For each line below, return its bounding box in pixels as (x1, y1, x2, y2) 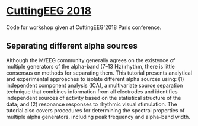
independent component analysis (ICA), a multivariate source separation (6, 82, 183, 89)
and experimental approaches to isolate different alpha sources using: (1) (6, 75, 184, 82)
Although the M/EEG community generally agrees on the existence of (6, 56, 175, 63)
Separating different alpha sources (6, 41, 138, 51)
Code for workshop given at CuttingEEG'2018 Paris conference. (6, 24, 162, 31)
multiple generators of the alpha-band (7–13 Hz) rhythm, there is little (6, 63, 175, 70)
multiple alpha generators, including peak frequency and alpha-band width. (6, 113, 191, 120)
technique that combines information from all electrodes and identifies (6, 88, 178, 95)
